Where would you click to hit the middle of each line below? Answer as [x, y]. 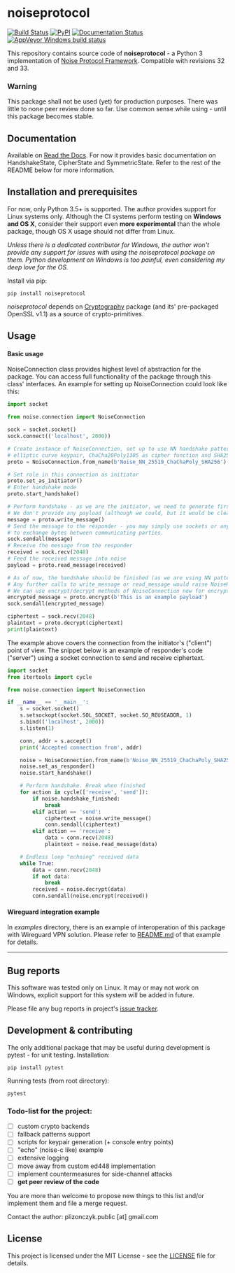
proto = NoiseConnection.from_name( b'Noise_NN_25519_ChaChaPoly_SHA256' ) [117, 462]
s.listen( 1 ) [37, 728]
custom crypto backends [53, 1126]
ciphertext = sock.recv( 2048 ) [51, 617]
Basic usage [26, 353]
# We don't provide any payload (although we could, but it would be [111, 513]
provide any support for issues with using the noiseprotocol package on [111, 252]
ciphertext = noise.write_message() [98, 818]
